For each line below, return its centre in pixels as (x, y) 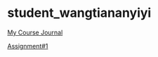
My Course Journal (35, 32)
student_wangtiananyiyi (79, 13)
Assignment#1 (28, 46)
